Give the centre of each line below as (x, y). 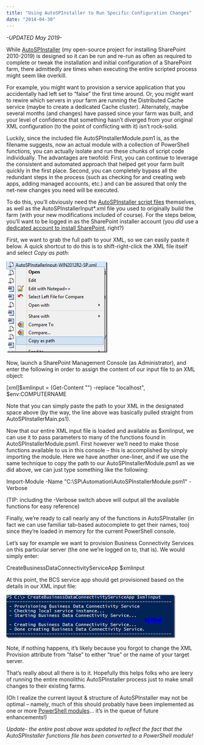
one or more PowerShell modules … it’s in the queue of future (83, 710)
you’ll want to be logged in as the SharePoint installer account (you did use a (103, 221)
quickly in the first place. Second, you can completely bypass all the (92, 171)
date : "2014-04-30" (31, 19)
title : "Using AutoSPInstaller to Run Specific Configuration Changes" (99, 13)
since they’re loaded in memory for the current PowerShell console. (91, 531)
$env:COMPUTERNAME (37, 394)
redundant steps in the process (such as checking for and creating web (96, 177)
